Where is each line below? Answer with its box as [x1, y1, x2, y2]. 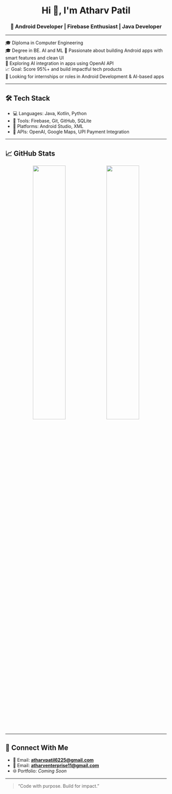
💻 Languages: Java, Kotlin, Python [12, 110, 87, 117]
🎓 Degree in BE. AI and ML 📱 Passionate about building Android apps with [5, 47, 163, 53]
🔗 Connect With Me [5, 743, 69, 752]
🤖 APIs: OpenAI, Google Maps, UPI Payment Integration [12, 128, 130, 135]
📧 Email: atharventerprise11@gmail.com [12, 762, 99, 768]
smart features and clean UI [5, 55, 64, 61]
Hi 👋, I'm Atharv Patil [41, 5, 131, 16]
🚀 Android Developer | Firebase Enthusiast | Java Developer [10, 23, 162, 30]
